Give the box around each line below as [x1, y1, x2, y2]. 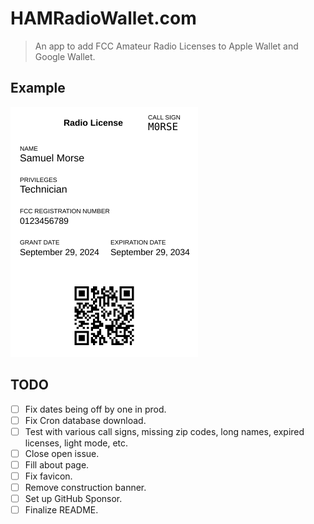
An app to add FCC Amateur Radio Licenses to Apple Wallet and [34, 40, 299, 52]
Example [10, 80, 66, 97]
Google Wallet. [34, 50, 96, 62]
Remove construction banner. [24, 481, 147, 493]
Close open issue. [24, 447, 100, 459]
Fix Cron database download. [24, 414, 147, 426]
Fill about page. [24, 458, 90, 471]
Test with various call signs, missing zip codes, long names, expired [24, 425, 305, 437]
